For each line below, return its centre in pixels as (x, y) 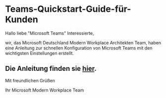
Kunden (22, 19)
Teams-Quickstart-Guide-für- (68, 9)
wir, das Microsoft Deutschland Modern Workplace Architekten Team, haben (83, 42)
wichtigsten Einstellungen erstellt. (40, 53)
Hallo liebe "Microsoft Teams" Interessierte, (50, 33)
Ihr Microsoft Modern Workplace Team (45, 90)
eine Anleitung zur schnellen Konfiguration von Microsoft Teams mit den (79, 48)
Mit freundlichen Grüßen (30, 80)
